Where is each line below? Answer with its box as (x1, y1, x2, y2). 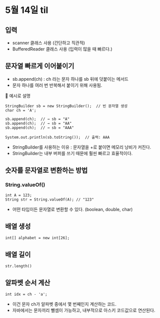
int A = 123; (5, 193, 32, 198)
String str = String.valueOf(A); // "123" (5, 197, 94, 202)
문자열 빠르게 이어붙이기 (5, 62, 74, 70)
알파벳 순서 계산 (5, 278, 51, 287)
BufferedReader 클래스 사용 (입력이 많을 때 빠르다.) (12, 46, 112, 52)
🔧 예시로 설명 (5, 93, 31, 99)
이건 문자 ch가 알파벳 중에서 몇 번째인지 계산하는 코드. (12, 301, 116, 307)
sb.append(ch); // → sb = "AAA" (5, 125, 74, 130)
